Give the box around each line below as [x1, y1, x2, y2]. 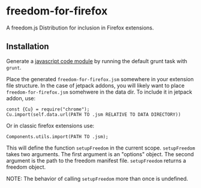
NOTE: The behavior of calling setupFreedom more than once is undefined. [6, 175, 188, 182]
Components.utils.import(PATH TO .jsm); [6, 133, 109, 139]
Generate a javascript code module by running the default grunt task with [6, 57, 188, 64]
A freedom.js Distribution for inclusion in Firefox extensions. [6, 24, 154, 31]
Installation [6, 41, 49, 52]
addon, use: [6, 94, 36, 102]
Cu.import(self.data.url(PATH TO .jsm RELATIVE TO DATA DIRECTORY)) [6, 111, 181, 118]
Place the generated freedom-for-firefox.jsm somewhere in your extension [6, 75, 194, 82]
